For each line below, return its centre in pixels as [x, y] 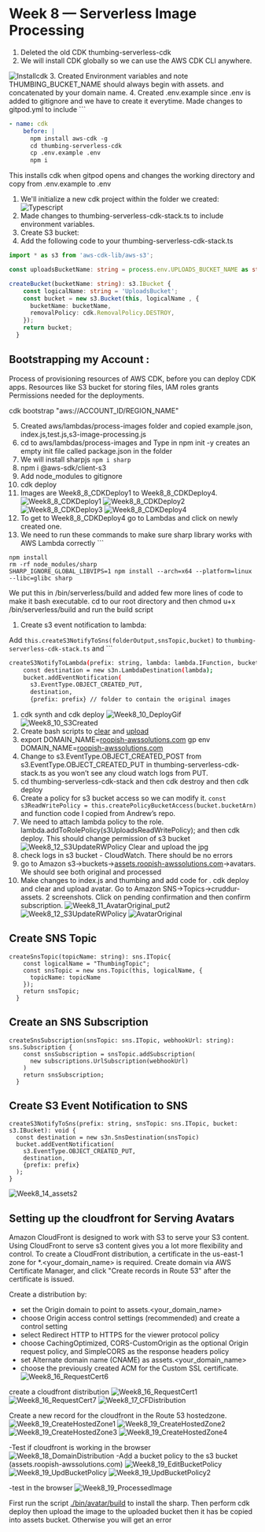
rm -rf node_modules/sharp [53, 564]
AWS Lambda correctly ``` [62, 543]
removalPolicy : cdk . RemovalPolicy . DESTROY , [102, 313]
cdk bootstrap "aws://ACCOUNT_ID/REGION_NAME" [94, 410]
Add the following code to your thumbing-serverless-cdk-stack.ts [127, 241]
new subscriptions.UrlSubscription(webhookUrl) [109, 1061]
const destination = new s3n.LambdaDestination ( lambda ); [118, 670]
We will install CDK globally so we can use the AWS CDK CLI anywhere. [136, 61]
